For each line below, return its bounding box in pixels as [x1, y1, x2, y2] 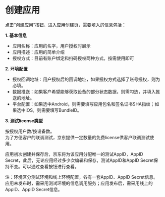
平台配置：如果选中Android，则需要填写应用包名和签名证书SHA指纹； [12, 101, 155, 107]
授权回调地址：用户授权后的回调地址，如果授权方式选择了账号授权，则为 [12, 76, 160, 82]
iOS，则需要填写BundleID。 [25, 107, 82, 113]
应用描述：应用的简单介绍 [12, 49, 65, 55]
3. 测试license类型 [5, 117, 43, 124]
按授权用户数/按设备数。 [5, 128, 55, 134]
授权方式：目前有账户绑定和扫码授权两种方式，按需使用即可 [12, 55, 134, 61]
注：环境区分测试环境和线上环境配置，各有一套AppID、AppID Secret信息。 [5, 174, 158, 180]
